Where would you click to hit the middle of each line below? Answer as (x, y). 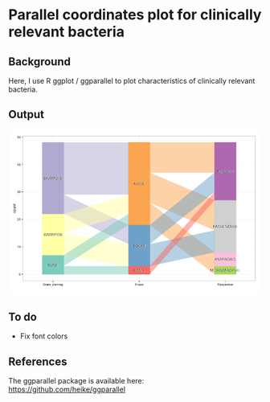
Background (39, 62)
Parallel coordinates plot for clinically (135, 15)
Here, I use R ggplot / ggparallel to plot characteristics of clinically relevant (132, 81)
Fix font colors (44, 336)
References (38, 361)
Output (26, 115)
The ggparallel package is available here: (76, 381)
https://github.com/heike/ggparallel (67, 390)
